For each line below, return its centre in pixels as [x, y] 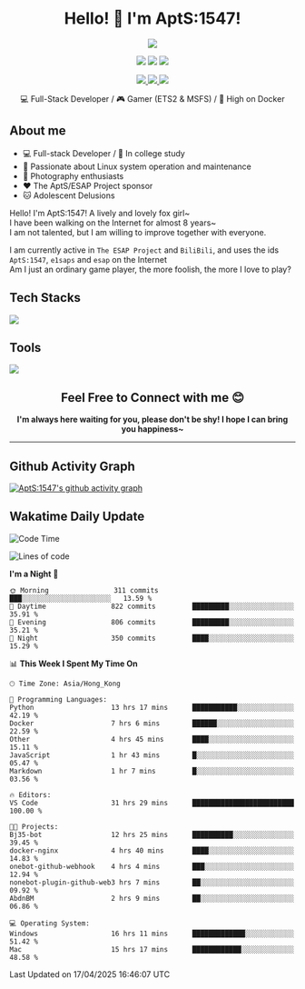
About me [38, 131]
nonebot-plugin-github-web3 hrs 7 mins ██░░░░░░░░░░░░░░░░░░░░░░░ [152, 882]
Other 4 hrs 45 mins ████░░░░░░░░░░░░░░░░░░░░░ [152, 739]
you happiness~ [152, 429]
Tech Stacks [45, 298]
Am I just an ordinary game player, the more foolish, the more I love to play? [151, 269]
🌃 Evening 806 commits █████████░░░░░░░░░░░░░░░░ [152, 622]
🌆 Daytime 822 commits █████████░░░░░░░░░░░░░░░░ [152, 606]
